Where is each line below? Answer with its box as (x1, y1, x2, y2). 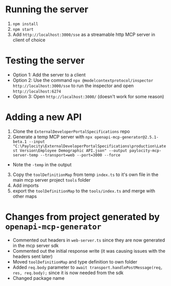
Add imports (12, 182, 39, 188)
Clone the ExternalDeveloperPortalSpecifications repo (12, 128, 130, 134)
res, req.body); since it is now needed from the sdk (12, 270, 124, 276)
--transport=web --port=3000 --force (40, 152, 121, 158)
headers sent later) (12, 253, 53, 259)
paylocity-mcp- (129, 148, 162, 153)
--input (29, 139, 45, 144)
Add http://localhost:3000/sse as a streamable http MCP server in (12, 31, 156, 37)
